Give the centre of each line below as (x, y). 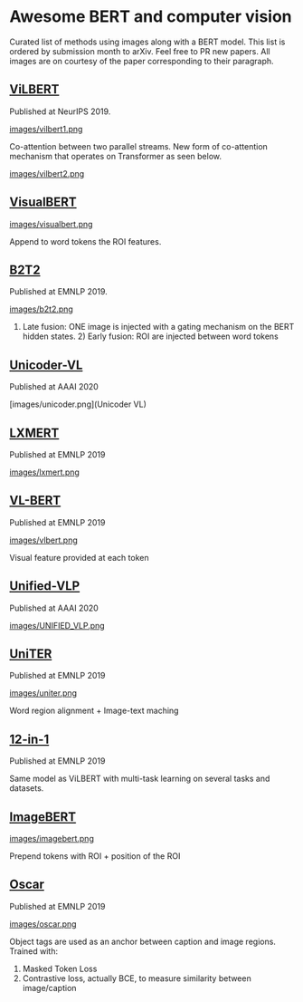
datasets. (27, 788)
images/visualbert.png (51, 224)
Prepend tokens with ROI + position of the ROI (95, 856)
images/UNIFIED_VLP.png (57, 625)
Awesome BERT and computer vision (151, 17)
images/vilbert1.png (46, 129)
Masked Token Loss (60, 968)
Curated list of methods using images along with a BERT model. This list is (147, 42)
